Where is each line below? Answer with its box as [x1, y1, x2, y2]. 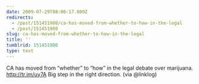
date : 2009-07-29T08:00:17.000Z [6, 8, 88, 15]
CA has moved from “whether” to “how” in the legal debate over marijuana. [6, 64, 194, 71]
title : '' [6, 37, 31, 43]
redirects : [6, 14, 34, 20]
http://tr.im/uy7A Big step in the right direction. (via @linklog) [6, 70, 157, 78]
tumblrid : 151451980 [6, 43, 59, 49]
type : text [6, 48, 34, 54]
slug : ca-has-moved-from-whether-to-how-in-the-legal [6, 31, 145, 37]
